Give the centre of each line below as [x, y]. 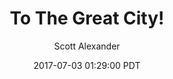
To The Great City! [87, 18]
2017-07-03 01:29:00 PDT [87, 65]
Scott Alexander [87, 46]
